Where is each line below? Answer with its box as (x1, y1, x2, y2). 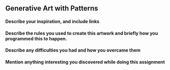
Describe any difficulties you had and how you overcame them (5, 47, 141, 53)
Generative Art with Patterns (5, 4, 99, 13)
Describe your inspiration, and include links (5, 18, 100, 25)
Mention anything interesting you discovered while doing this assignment (5, 59, 165, 65)
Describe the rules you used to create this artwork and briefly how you (5, 30, 158, 36)
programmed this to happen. (5, 35, 67, 41)
